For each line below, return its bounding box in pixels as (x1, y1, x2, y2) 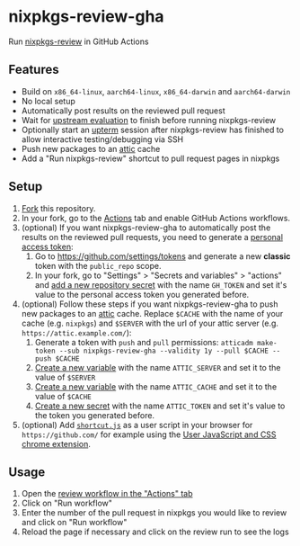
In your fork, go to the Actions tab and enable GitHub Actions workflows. (21, 212, 291, 223)
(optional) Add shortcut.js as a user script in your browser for (21, 419, 253, 430)
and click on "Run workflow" (21, 517, 128, 528)
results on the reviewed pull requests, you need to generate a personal (21, 231, 284, 242)
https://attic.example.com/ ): (21, 327, 132, 338)
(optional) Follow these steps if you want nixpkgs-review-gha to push (21, 299, 278, 309)
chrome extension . (21, 438, 92, 449)
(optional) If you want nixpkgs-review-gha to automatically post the (21, 222, 271, 233)
